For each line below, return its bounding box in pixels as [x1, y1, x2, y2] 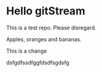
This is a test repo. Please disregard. [6, 24, 97, 31]
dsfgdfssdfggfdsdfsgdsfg [6, 59, 70, 66]
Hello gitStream [6, 4, 86, 18]
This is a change [6, 47, 47, 55]
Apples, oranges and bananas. [6, 35, 82, 43]
